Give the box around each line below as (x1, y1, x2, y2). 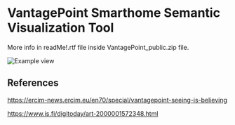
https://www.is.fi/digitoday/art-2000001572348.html (7, 109, 159, 117)
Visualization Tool (7, 20, 114, 36)
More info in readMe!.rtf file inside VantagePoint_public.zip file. (7, 43, 189, 51)
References (7, 77, 59, 89)
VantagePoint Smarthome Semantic (7, 5, 221, 21)
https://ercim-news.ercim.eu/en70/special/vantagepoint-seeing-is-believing (7, 96, 228, 104)
